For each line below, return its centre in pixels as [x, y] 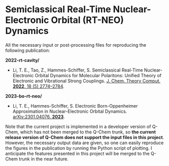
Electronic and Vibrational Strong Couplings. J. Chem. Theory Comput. [87, 81]
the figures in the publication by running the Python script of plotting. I [79, 148]
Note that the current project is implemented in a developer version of [78, 126]
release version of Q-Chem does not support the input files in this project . [85, 137]
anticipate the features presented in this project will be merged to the [77, 153]
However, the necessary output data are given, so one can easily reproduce [84, 143]
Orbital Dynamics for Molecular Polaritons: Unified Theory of [98, 75]
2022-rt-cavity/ [22, 60]
